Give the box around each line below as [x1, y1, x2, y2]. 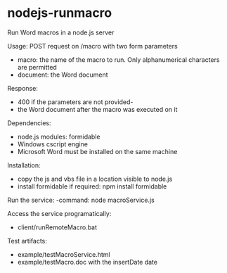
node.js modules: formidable [17, 132, 100, 141]
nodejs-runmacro [7, 5, 112, 21]
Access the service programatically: [7, 209, 112, 217]
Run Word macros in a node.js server [7, 28, 115, 37]
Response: [7, 84, 39, 92]
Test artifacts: [7, 236, 48, 245]
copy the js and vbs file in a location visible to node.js [17, 174, 173, 183]
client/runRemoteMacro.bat [17, 223, 97, 231]
